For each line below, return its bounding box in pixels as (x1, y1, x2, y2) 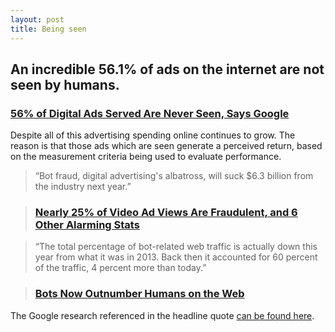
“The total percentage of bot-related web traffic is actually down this (34, 241, 318, 253)
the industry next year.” (34, 181, 132, 193)
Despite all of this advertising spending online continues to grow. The (10, 129, 296, 141)
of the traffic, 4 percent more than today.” (34, 262, 207, 274)
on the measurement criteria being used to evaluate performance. (10, 151, 282, 163)
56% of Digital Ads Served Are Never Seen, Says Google (10, 106, 290, 120)
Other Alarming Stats (34, 218, 140, 232)
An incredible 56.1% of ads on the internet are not (10, 61, 325, 78)
